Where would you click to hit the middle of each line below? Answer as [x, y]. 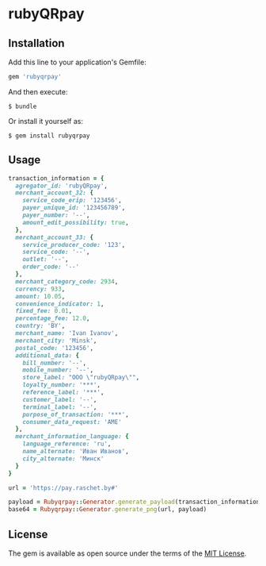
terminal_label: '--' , [60, 407]
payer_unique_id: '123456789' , [74, 208]
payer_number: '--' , [56, 215]
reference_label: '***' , [63, 393]
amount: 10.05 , [40, 296]
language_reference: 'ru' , [67, 444]
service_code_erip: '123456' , [72, 200]
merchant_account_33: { [54, 237]
